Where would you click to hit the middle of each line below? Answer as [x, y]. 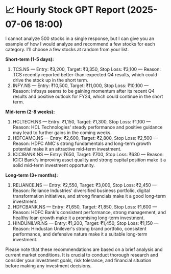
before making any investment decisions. [48, 266]
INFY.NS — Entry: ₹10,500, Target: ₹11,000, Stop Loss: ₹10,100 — [81, 86]
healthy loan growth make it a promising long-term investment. [79, 218]
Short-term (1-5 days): [30, 59]
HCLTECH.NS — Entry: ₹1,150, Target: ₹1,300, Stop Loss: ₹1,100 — [82, 121]
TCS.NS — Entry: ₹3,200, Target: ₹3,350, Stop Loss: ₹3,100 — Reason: [87, 69]
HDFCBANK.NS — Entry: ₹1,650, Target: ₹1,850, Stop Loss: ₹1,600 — [85, 207]
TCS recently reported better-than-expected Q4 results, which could [85, 74]
